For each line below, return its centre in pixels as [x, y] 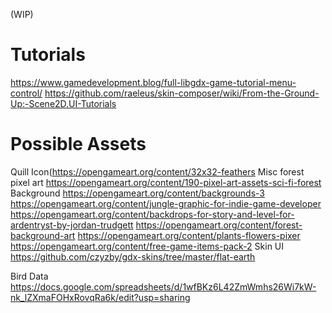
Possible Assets [78, 144]
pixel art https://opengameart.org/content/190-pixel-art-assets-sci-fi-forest [166, 182]
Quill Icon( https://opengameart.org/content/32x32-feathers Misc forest [157, 171]
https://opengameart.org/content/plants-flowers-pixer [189, 235]
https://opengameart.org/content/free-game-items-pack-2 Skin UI [147, 246]
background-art [43, 235]
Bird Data [29, 276]
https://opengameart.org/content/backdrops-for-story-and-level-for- [152, 214]
